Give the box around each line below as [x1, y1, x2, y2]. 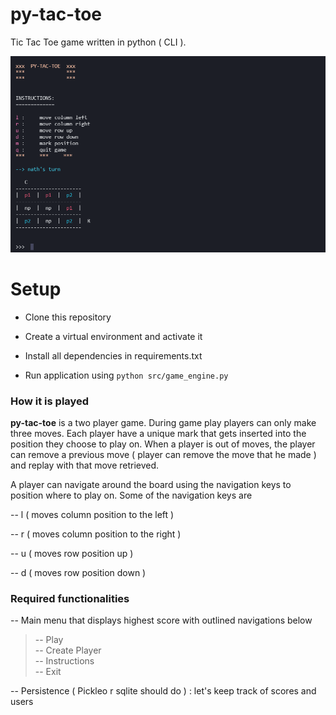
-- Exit [34, 666, 62, 678]
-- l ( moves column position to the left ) [10, 508, 175, 520]
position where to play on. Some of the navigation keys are [10, 489, 253, 501]
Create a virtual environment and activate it [24, 330, 203, 342]
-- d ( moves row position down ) [10, 566, 147, 578]
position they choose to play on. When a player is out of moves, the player [10, 438, 316, 450]
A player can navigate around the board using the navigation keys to [10, 478, 292, 490]
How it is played [10, 394, 90, 408]
